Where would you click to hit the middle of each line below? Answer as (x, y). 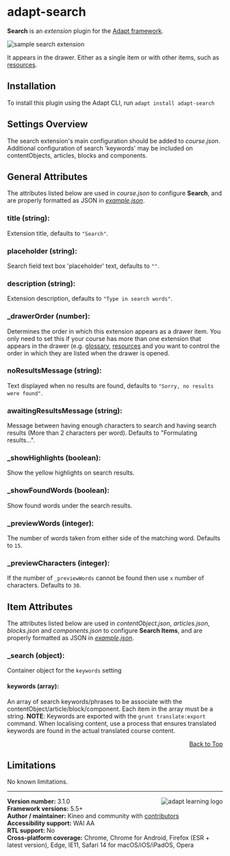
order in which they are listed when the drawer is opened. (88, 353)
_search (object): (36, 656)
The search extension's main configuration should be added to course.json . (114, 140)
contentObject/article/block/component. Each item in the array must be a (110, 709)
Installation (31, 86)
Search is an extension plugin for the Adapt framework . (85, 31)
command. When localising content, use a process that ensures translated (112, 723)
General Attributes (47, 176)
